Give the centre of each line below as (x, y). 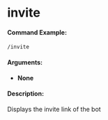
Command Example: (37, 32)
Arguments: (25, 62)
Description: (25, 94)
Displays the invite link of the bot (54, 109)
